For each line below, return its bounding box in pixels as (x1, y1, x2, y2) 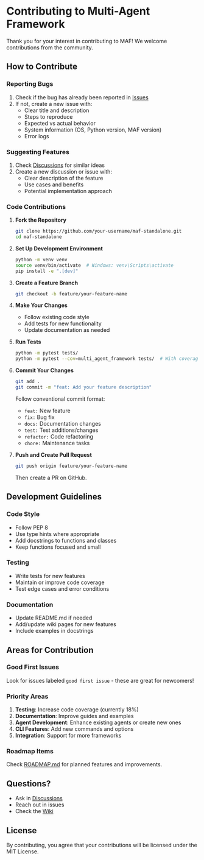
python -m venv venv (15, 256, 68, 263)
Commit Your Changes (15, 367, 74, 374)
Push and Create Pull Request (15, 451, 93, 458)
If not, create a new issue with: (15, 100, 93, 107)
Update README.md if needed (15, 614, 93, 622)
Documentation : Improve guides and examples (15, 713, 134, 720)
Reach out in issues (15, 801, 65, 808)
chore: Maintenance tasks (24, 439, 90, 446)
